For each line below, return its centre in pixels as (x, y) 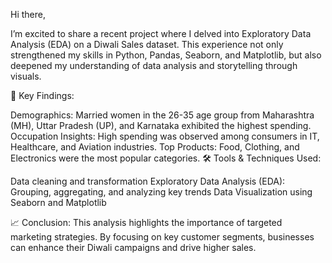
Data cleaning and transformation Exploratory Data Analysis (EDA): (148, 181)
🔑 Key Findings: (42, 95)
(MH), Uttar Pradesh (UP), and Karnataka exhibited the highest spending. (161, 125)
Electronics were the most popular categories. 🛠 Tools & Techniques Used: (166, 158)
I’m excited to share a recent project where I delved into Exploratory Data (161, 33)
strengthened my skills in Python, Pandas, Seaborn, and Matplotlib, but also (166, 55)
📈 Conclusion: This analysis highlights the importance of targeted (146, 222)
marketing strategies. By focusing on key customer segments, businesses (162, 237)
